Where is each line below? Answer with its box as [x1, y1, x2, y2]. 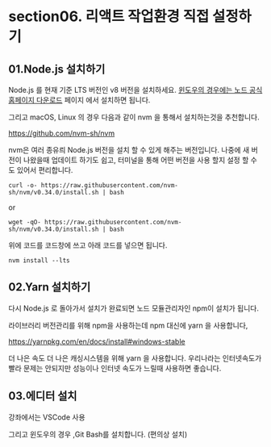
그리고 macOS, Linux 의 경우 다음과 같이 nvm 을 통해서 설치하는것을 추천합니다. [8, 112, 260, 122]
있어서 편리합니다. [16, 165, 73, 174]
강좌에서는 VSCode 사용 [8, 412, 86, 422]
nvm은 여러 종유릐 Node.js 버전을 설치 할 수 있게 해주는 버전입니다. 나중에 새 [8, 145, 250, 154]
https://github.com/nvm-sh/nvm [8, 128, 115, 138]
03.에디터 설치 [8, 389, 77, 403]
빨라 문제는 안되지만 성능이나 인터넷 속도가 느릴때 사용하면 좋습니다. [8, 363, 222, 373]
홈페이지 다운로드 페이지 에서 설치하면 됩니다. [8, 95, 151, 105]
